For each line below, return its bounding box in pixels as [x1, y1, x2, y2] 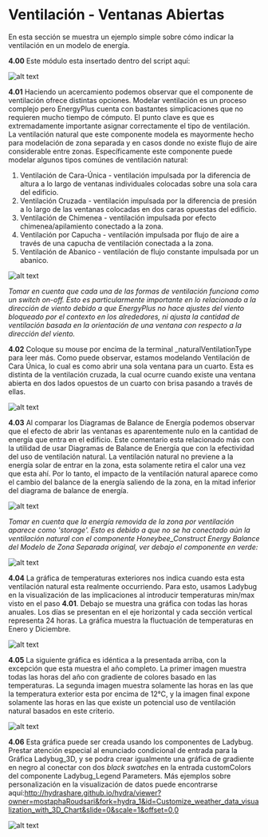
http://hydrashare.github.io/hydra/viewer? [24, 787, 162, 797]
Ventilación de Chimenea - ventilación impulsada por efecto [19, 213, 217, 222]
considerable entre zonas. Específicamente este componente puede [8, 146, 233, 156]
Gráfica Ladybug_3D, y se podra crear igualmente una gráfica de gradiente [8, 754, 254, 763]
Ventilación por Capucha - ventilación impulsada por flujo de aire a [19, 229, 239, 239]
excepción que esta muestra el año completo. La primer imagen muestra [8, 664, 247, 673]
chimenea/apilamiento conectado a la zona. [19, 221, 164, 231]
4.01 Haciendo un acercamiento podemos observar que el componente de [8, 86, 254, 97]
